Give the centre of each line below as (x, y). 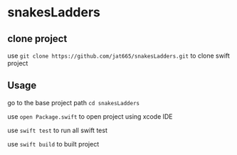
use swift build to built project (53, 144)
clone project (37, 39)
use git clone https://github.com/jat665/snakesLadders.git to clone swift (118, 55)
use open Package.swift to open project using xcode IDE (90, 116)
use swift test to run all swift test (58, 130)
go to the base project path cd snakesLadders (74, 102)
